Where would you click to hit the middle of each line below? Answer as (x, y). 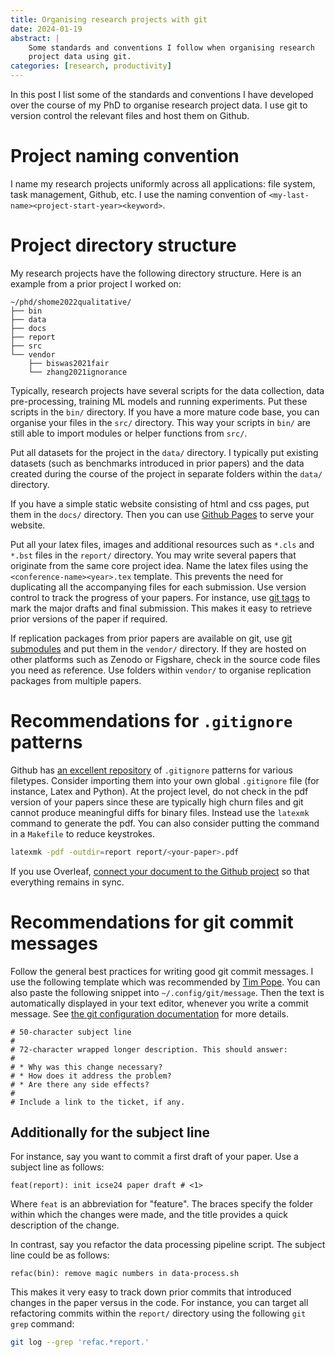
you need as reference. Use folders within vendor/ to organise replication (161, 670)
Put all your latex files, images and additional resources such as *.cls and (162, 544)
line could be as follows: (60, 1255)
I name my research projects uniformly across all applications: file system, (163, 183)
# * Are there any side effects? (80, 1084)
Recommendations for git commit (152, 922)
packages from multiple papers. (76, 680)
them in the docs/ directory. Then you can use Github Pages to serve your (162, 514)
